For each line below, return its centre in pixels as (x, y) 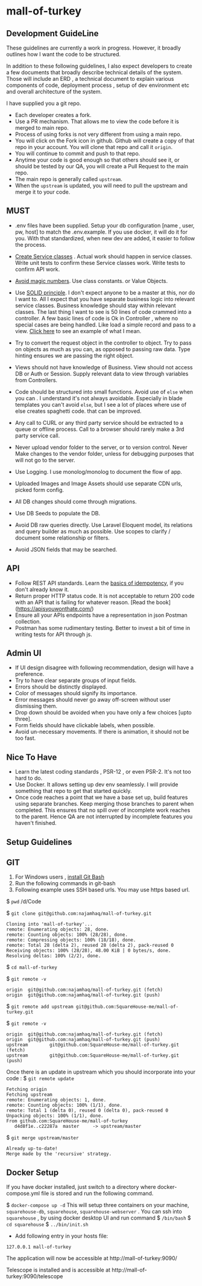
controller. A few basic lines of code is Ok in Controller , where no (96, 318)
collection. (28, 621)
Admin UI (24, 653)
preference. (30, 674)
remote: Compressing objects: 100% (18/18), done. (71, 940)
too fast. (25, 738)
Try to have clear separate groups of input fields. (76, 681)
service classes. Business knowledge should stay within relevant (95, 305)
